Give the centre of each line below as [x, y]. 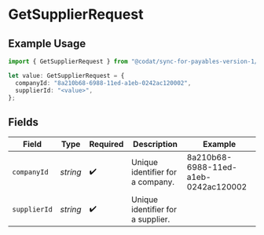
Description [156, 145]
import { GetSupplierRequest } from [68, 61]
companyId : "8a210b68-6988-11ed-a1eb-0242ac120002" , [103, 83]
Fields [24, 122]
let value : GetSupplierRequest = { [66, 75]
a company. [153, 182]
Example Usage [47, 44]
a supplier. [150, 219]
